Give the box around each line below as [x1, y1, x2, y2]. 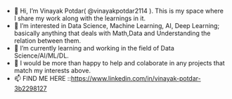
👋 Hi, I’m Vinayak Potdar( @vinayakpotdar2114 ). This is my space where [13, 7, 224, 15]
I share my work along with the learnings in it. [13, 14, 146, 22]
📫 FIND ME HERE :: [13, 74, 72, 82]
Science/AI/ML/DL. [13, 51, 69, 60]
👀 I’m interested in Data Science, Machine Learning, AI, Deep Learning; [13, 22, 220, 29]
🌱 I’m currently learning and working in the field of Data [13, 44, 174, 52]
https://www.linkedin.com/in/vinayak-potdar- [70, 74, 202, 82]
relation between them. [13, 37, 82, 45]
